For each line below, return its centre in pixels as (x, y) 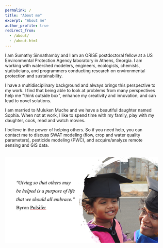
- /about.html (24, 41)
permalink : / (18, 10)
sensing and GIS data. (27, 145)
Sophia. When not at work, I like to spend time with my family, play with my (80, 115)
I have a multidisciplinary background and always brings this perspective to (80, 85)
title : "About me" (24, 15)
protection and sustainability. (34, 76)
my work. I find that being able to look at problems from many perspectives (80, 90)
